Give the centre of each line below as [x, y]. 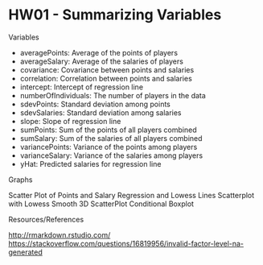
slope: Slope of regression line [70, 121]
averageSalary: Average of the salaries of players [101, 61]
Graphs [21, 180]
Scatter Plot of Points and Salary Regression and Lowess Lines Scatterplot [131, 195]
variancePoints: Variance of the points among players [109, 147]
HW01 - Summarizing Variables [115, 15]
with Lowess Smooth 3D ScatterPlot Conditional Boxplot [101, 204]
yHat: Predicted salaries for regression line [90, 164]
